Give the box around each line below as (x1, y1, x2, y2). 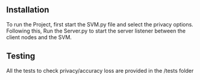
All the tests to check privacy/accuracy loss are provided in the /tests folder (6, 67, 194, 74)
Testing (6, 51, 36, 61)
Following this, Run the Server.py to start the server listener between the (6, 27, 186, 34)
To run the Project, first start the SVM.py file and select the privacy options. (6, 20, 194, 28)
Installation (6, 5, 49, 15)
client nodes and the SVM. (6, 33, 72, 41)
